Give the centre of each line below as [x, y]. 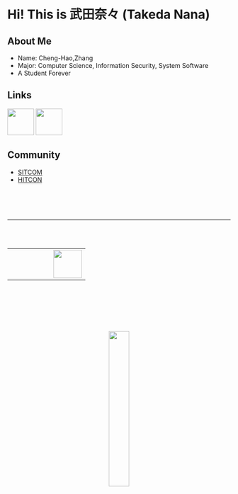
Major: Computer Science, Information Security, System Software [113, 65]
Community [34, 155]
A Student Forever [44, 73]
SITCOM [30, 172]
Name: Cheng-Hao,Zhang [55, 58]
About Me [29, 41]
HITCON [30, 179]
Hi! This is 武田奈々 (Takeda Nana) [109, 15]
